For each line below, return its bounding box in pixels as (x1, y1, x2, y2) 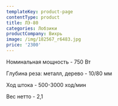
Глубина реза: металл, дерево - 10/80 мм (6, 70, 112, 77)
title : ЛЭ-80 (6, 20, 39, 26)
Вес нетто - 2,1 (6, 93, 44, 100)
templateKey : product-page (6, 8, 73, 15)
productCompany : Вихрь (6, 31, 63, 37)
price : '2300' (6, 42, 42, 48)
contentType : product (6, 14, 60, 20)
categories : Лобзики (6, 25, 58, 32)
